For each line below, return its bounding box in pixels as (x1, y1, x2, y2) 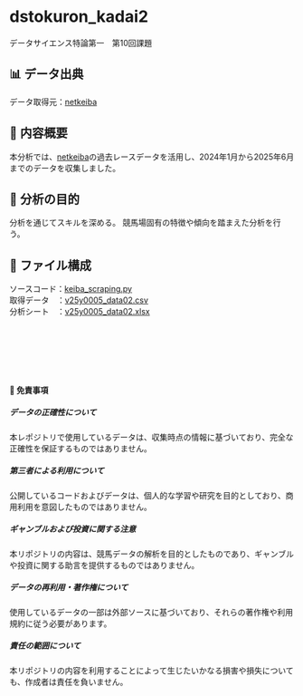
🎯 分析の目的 (9, 191, 80, 207)
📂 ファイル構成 (9, 257, 92, 273)
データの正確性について (9, 407, 97, 418)
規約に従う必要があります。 (9, 618, 112, 629)
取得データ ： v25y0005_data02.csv (9, 295, 149, 305)
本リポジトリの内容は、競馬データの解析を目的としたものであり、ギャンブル (9, 548, 294, 559)
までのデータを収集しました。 (9, 162, 120, 173)
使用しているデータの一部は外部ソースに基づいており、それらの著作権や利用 (9, 606, 294, 617)
